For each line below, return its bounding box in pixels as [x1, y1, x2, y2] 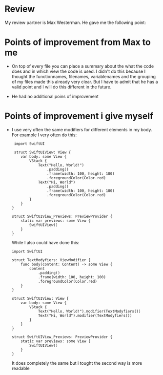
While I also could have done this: [11, 239, 80, 245]
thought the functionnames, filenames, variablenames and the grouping [11, 73, 156, 79]
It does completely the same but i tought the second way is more [11, 360, 143, 366]
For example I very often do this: [11, 132, 77, 138]
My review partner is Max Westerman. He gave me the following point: [4, 20, 146, 25]
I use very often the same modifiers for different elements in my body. [11, 126, 152, 132]
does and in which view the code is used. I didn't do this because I [11, 68, 146, 74]
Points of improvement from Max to [4, 37, 151, 48]
